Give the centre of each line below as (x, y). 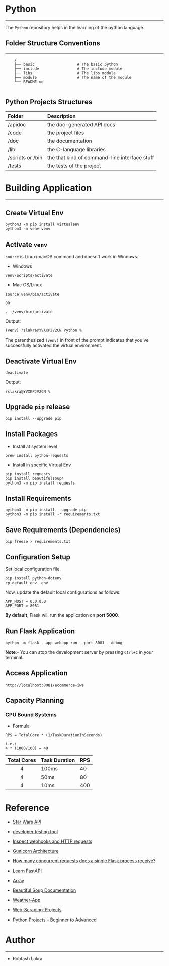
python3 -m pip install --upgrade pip (46, 510)
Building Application (49, 188)
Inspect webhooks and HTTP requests (52, 841)
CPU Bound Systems (31, 714)
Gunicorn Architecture (35, 851)
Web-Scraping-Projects (37, 910)
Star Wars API (27, 822)
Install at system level (35, 446)
